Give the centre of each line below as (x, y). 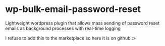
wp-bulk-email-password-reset (73, 9)
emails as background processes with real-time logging (63, 28)
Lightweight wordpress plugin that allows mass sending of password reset (82, 23)
